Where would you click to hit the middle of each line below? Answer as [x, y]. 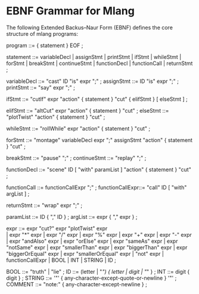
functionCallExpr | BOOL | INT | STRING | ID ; [61, 260]
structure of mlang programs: [42, 33]
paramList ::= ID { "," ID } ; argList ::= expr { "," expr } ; [72, 216]
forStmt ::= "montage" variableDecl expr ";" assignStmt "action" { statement [99, 140]
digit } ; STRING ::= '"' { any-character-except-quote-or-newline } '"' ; [91, 278]
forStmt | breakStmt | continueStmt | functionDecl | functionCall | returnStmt [99, 63]
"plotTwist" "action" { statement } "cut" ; [56, 117]
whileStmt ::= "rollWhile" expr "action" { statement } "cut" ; [78, 128]
